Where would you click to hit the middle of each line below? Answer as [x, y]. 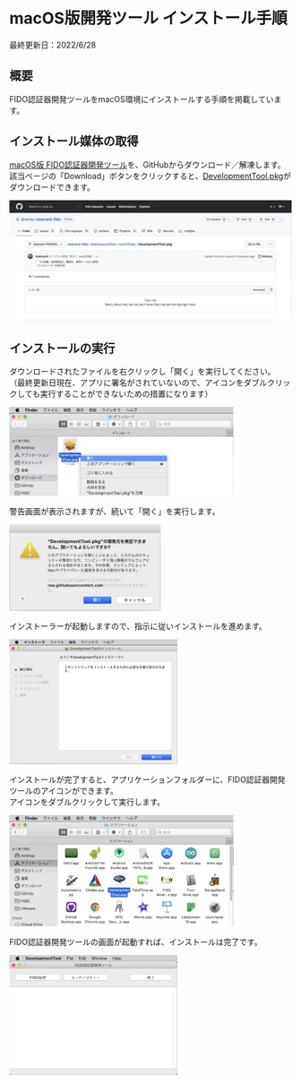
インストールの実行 [62, 348]
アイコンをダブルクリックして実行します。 [87, 802]
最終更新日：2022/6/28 [53, 45]
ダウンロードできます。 [52, 187]
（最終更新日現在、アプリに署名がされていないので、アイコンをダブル [138, 383]
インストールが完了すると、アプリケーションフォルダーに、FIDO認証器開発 [147, 779]
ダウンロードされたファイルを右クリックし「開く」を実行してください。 [142, 371]
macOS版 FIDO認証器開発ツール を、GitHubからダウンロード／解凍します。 [147, 164]
